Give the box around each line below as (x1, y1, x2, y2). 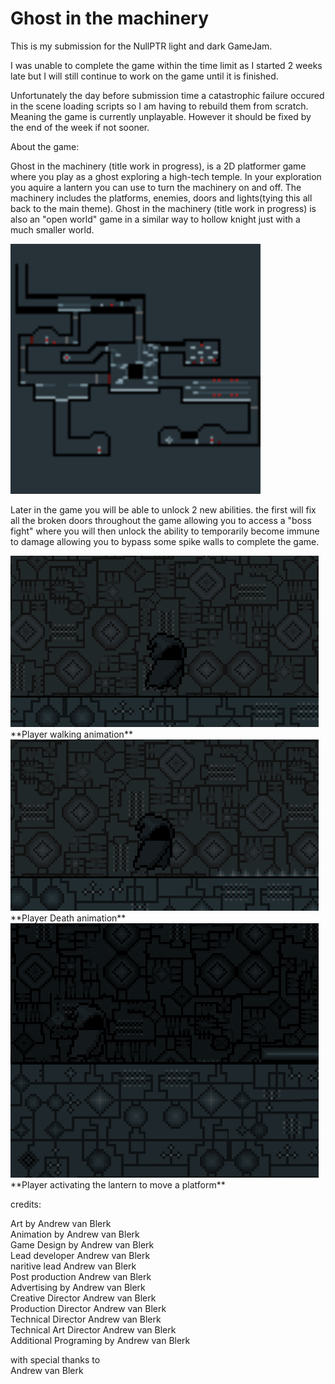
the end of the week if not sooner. (10, 121, 150, 133)
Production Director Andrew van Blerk (10, 1302, 167, 1314)
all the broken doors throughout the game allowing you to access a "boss (10, 514, 312, 526)
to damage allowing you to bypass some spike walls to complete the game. (10, 535, 320, 547)
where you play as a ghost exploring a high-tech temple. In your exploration (10, 170, 322, 182)
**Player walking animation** (10, 728, 133, 740)
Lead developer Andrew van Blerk (10, 1249, 151, 1261)
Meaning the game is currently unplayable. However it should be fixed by (10, 110, 312, 122)
